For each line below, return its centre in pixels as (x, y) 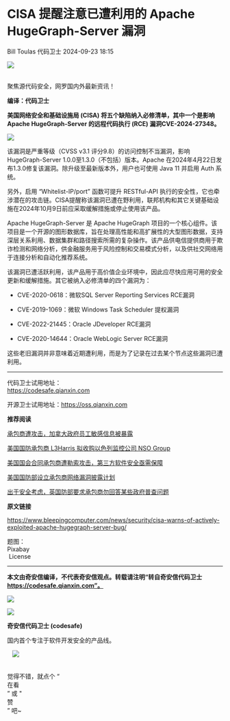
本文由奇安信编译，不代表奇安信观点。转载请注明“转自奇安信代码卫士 (105, 577)
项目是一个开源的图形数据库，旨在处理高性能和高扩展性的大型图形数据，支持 (115, 231)
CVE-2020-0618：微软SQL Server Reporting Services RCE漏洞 (106, 294)
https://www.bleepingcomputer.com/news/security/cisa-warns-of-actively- (114, 520)
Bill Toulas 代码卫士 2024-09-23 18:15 (61, 51)
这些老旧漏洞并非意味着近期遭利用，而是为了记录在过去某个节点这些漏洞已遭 (115, 353)
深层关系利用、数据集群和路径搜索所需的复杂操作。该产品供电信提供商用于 (112, 240)
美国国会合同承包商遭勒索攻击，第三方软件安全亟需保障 (85, 462)
